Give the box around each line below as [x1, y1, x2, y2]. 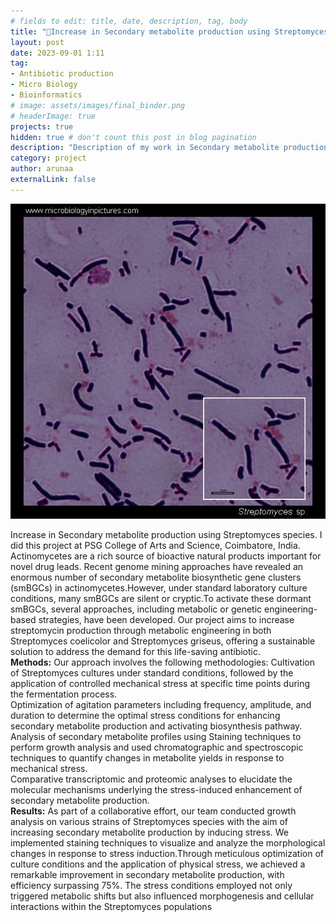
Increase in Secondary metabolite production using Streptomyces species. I [10, 528, 323, 540]
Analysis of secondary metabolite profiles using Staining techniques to [10, 730, 302, 742]
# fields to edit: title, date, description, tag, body [10, 16, 248, 26]
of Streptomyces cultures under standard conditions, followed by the [10, 666, 294, 679]
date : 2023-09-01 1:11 [10, 48, 105, 58]
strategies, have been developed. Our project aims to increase [38, 613, 295, 625]
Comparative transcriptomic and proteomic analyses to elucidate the [10, 773, 293, 785]
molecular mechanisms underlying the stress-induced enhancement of [10, 783, 303, 795]
